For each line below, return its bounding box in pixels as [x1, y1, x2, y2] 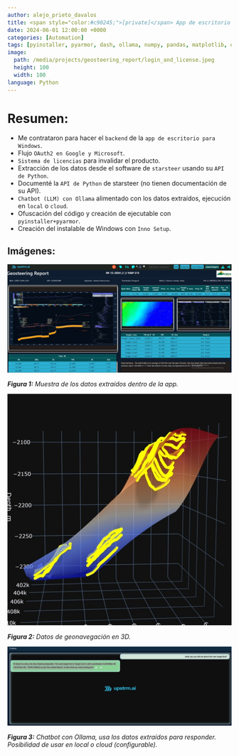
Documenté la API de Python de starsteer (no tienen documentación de [17, 179, 227, 188]
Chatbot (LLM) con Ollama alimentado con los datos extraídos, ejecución [17, 194, 231, 202]
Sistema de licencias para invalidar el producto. [17, 156, 161, 165]
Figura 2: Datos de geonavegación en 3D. [7, 632, 131, 641]
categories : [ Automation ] [7, 34, 84, 41]
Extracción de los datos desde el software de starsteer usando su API [17, 164, 225, 173]
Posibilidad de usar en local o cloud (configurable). [7, 740, 158, 749]
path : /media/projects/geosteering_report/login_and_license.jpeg [14, 57, 215, 64]
